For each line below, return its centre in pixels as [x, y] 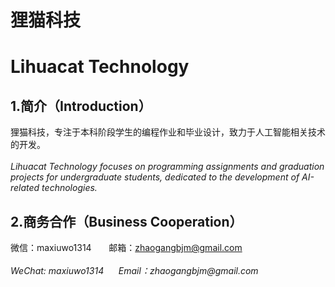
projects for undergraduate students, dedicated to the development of [155, 177]
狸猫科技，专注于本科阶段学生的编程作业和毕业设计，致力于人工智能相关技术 [168, 132]
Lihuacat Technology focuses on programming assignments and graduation [167, 167]
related [25, 188]
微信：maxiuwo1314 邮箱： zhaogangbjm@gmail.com [126, 247]
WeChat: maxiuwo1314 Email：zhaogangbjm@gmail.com [134, 270]
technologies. [69, 188]
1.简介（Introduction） [81, 106]
